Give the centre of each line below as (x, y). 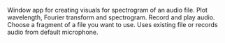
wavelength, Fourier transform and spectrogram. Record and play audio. (111, 17)
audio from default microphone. (53, 32)
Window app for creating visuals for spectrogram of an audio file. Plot (108, 10)
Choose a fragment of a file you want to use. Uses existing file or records (112, 25)
